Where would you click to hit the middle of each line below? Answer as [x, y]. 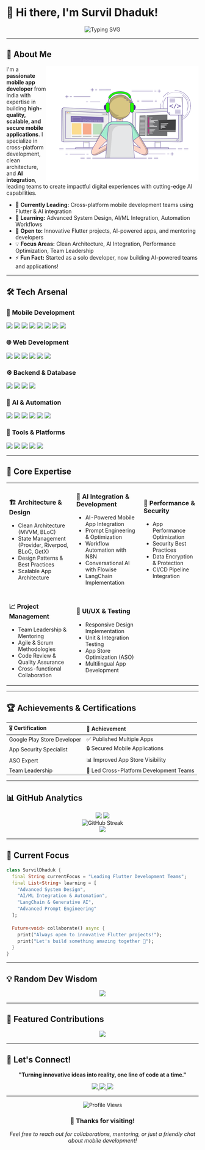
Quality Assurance [41, 662]
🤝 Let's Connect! [39, 1060]
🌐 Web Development [38, 342]
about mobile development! [103, 1140]
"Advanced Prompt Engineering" [57, 909]
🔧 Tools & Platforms [36, 432]
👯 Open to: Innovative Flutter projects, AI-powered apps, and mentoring [106, 231]
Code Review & [37, 656]
